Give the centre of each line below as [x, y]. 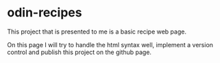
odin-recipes [45, 13]
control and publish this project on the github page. [80, 52]
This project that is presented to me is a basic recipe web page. [97, 32]
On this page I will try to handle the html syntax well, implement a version [110, 45]
